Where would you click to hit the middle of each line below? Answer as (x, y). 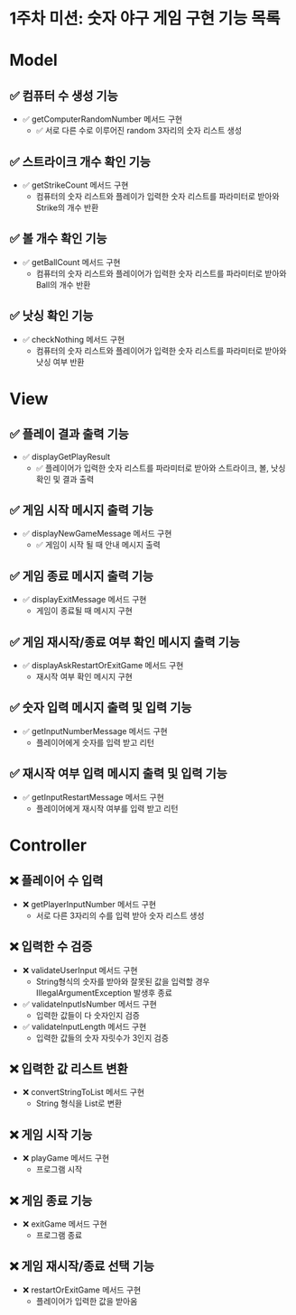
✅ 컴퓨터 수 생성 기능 (64, 96)
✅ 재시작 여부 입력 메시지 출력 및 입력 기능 (118, 773)
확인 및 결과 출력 (65, 479)
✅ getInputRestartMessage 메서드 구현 (93, 797)
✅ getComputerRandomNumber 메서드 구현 (102, 119)
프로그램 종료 (59, 1235)
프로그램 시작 (59, 1170)
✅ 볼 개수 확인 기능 (58, 239)
